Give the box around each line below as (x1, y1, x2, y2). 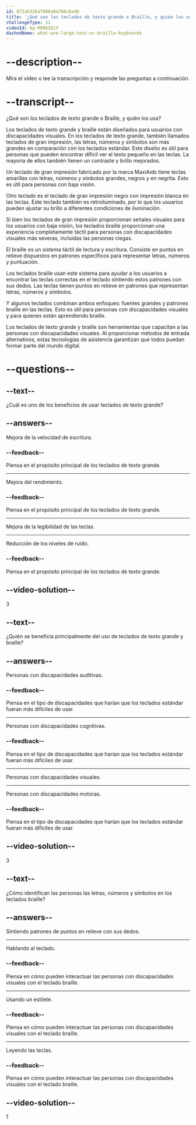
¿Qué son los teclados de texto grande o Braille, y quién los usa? (6, 115, 162, 122)
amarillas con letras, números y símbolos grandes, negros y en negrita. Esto (6, 175, 188, 181)
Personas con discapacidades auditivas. (6, 672, 103, 679)
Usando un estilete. (6, 996, 53, 1003)
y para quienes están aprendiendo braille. (6, 312, 106, 319)
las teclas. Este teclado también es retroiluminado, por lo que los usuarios (6, 198, 183, 205)
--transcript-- (6, 95, 75, 109)
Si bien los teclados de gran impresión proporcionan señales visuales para (6, 216, 185, 223)
